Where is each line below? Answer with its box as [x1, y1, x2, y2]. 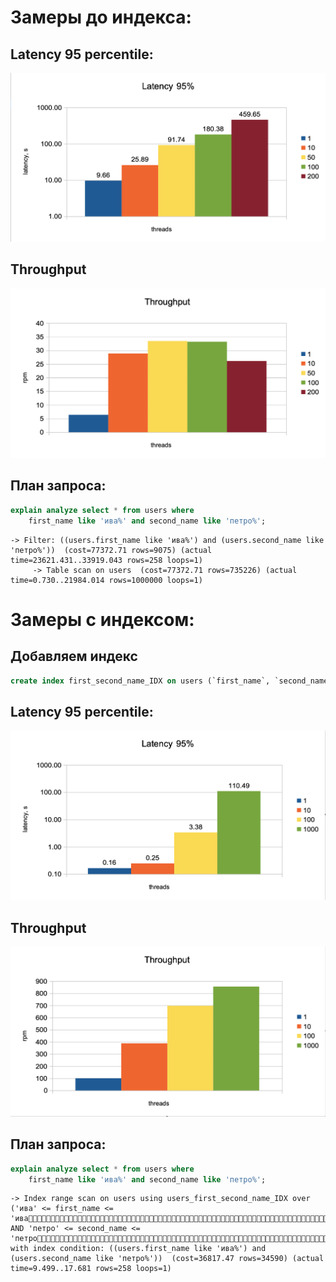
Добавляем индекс [10, 648, 138, 665]
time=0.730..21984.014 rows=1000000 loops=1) [10, 575, 203, 585]
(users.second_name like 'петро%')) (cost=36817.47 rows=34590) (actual [10, 1254, 325, 1264]
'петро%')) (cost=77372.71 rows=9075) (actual [10, 545, 213, 555]
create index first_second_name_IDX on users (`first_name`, [10, 676, 271, 686]
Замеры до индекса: [10, 6, 192, 29]
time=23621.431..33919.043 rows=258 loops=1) [10, 555, 203, 565]
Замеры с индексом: [10, 608, 195, 631]
